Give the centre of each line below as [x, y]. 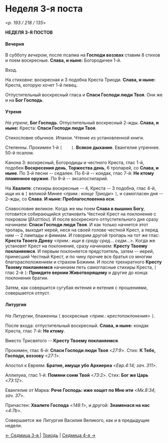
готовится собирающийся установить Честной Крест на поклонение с [81, 214]
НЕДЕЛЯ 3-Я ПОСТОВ [29, 32]
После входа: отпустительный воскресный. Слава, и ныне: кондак [77, 325]
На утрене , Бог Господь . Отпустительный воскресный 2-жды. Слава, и [82, 123]
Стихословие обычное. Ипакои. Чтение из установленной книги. [75, 138]
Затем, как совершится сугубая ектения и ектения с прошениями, [76, 288]
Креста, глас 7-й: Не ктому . [35, 331]
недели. [14, 425]
